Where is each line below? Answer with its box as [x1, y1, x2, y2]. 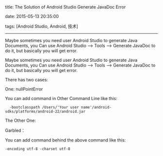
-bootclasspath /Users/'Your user [9, 105, 79, 110]
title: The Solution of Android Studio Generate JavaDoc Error [5, 4, 126, 10]
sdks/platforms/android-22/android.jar [5, 109, 86, 114]
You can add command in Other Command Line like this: [5, 96, 117, 101]
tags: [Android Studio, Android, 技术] [5, 24, 79, 29]
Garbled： [5, 128, 26, 133]
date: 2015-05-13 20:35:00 [5, 14, 59, 19]
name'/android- [81, 105, 112, 110]
